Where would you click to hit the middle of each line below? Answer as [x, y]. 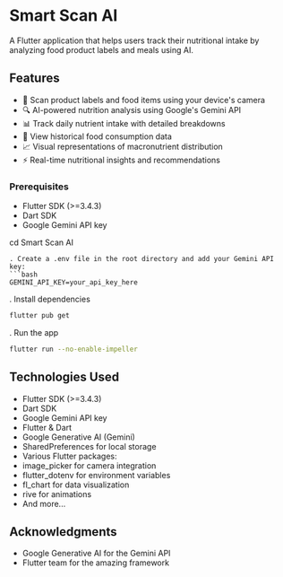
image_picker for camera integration [89, 465]
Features [34, 79]
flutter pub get [39, 316]
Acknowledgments [64, 532]
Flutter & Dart [47, 427]
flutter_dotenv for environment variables [96, 475]
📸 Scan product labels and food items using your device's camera [144, 100]
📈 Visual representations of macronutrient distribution [123, 146]
